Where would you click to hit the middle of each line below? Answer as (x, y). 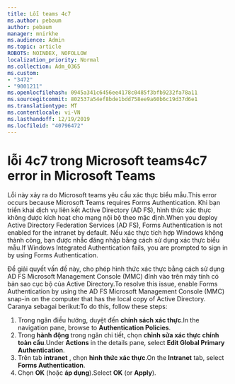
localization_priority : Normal (53, 60)
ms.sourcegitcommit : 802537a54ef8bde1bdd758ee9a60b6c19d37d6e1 (103, 100)
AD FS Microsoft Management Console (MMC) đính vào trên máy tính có (113, 277)
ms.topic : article (34, 47)
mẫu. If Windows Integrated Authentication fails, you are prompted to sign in (117, 248)
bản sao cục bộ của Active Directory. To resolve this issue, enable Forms (113, 284)
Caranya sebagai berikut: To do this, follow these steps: (87, 307)
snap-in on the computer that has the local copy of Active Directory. (107, 299)
